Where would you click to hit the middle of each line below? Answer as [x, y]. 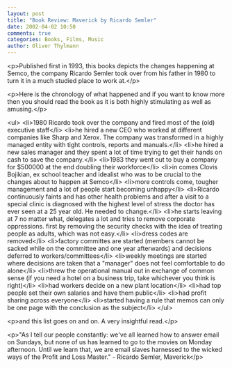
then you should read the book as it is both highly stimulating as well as [109, 101]
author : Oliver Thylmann [43, 46]
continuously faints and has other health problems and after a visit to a [108, 197]
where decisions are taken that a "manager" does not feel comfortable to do [116, 263]
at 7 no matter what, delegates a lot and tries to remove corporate [101, 219]
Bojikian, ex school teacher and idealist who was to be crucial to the [104, 174]
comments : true [29, 33]
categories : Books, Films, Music [56, 40]
